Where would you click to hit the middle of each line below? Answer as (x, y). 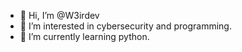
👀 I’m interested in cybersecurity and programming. (125, 26)
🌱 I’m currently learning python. (84, 36)
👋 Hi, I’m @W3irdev (59, 15)
